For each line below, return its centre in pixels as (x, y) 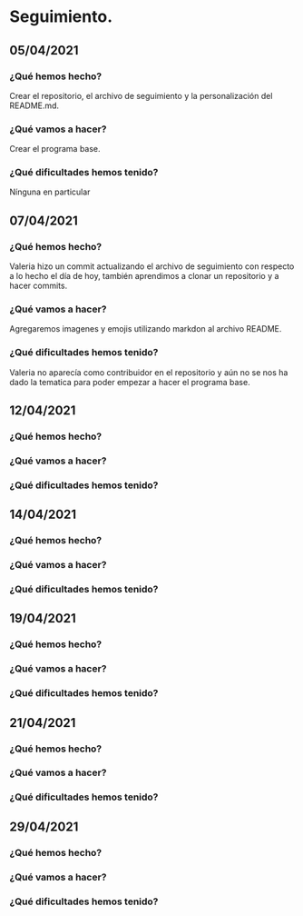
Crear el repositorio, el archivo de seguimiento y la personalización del (141, 95)
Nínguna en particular (50, 192)
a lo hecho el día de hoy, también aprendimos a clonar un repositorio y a (144, 276)
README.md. (34, 105)
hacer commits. (39, 286)
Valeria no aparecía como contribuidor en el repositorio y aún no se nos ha (149, 372)
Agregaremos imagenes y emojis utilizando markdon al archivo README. (146, 329)
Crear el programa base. (55, 149)
